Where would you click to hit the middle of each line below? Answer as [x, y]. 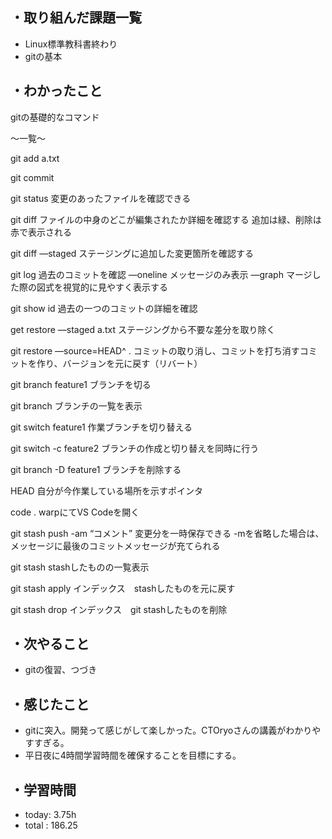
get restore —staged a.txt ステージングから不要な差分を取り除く [143, 329]
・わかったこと [56, 91]
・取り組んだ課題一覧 [76, 18]
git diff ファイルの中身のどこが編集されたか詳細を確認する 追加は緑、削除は [166, 219]
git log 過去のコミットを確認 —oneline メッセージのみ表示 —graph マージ [161, 274]
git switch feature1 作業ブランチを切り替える [101, 427]
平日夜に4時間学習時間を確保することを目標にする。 [133, 755]
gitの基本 [43, 56]
